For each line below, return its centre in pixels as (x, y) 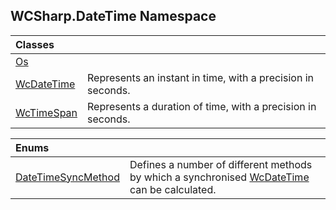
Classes (35, 44)
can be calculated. (173, 189)
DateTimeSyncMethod (67, 177)
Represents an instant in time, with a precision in (200, 77)
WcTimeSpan (46, 112)
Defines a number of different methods (221, 164)
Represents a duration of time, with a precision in (202, 106)
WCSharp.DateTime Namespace (113, 16)
